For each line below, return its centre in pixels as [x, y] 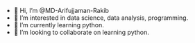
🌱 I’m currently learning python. [59, 25]
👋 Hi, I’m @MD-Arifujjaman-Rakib [61, 11]
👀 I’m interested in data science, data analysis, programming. [101, 18]
